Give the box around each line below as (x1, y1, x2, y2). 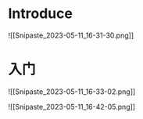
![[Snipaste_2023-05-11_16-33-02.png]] (8, 87, 136, 96)
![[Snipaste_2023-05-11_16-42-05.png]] (8, 102, 135, 111)
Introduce (8, 5, 73, 23)
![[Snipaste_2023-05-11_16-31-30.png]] (8, 31, 134, 40)
